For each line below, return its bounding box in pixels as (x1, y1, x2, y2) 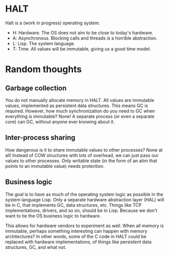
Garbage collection (5, 84, 67, 92)
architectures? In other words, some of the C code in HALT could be (5, 233, 147, 239)
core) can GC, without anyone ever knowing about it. (5, 119, 115, 125)
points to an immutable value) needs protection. (5, 163, 105, 169)
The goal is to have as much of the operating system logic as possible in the (5, 191, 163, 197)
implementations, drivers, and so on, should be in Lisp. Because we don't (5, 207, 157, 213)
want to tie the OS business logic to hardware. (5, 212, 101, 218)
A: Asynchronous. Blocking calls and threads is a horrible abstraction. (12, 35, 157, 41)
